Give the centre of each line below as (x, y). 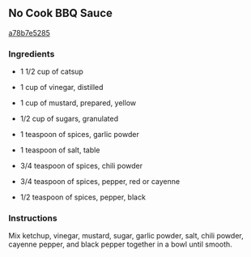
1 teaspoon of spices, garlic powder (79, 135)
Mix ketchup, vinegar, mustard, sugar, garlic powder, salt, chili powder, (126, 236)
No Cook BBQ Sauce (61, 13)
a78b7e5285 (30, 32)
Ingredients (32, 54)
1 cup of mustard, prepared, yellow (78, 103)
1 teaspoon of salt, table (60, 150)
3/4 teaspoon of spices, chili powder (81, 166)
